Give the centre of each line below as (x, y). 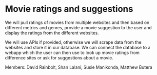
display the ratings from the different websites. (52, 33)
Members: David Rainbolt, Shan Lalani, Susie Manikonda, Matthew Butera (79, 67)
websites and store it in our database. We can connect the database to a (78, 47)
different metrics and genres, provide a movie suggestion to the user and (78, 27)
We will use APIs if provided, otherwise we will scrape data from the (73, 42)
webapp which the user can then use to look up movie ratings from (72, 53)
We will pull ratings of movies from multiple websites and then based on (77, 22)
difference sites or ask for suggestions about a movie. (59, 57)
